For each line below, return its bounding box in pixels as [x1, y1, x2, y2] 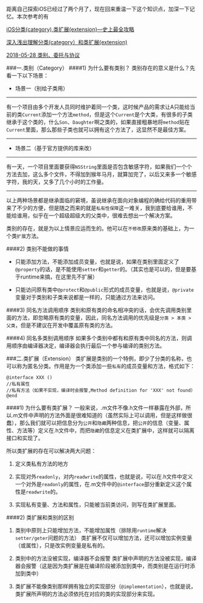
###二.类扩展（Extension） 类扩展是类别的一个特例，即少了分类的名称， [6, 355, 187, 362]
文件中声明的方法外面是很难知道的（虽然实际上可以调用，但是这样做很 [18, 412, 193, 419]
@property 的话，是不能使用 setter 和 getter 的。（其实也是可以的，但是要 [14, 266, 192, 272]
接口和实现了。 [6, 435, 43, 441]
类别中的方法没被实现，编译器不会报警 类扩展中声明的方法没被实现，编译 [14, 555, 197, 562]
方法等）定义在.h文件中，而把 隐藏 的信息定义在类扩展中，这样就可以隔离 [16, 427, 195, 434]
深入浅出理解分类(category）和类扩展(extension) [6, 39, 128, 45]
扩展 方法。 [17, 232, 42, 239]
